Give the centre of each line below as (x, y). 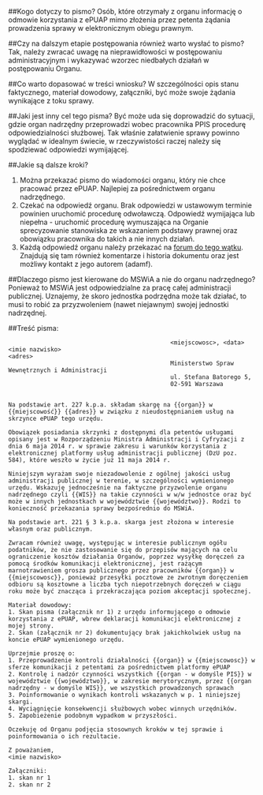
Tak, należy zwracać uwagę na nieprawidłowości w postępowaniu (115, 52)
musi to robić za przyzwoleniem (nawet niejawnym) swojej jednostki (119, 304)
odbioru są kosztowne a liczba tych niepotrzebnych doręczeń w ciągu (125, 584)
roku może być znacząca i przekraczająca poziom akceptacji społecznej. (130, 591)
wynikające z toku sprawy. (51, 101)
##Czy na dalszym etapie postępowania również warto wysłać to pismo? (126, 43)
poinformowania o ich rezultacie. (65, 737)
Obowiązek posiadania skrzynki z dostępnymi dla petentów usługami (121, 433)
